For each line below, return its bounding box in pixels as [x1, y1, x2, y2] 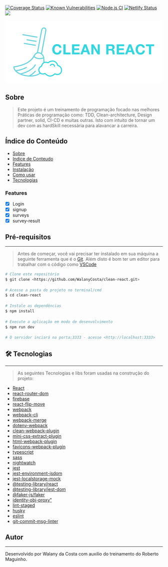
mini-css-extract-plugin [12, 433, 61, 439]
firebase [12, 396, 30, 402]
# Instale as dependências [5, 303, 61, 308]
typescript [12, 449, 34, 455]
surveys [12, 212, 29, 218]
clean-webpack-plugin [12, 428, 59, 434]
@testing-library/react [12, 481, 58, 487]
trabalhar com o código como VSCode [17, 261, 97, 267]
